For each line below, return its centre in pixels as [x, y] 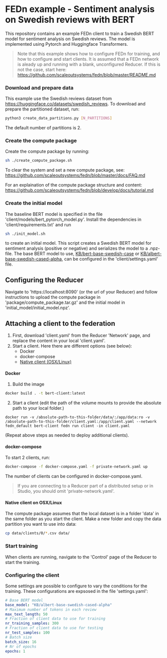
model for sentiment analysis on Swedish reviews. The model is [70, 39]
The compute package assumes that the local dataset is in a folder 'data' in [82, 514]
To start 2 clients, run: [28, 458]
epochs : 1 [15, 651]
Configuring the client [32, 575]
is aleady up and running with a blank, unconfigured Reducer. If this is [89, 64]
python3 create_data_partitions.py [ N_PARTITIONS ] [59, 118]
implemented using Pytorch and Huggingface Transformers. [67, 44]
